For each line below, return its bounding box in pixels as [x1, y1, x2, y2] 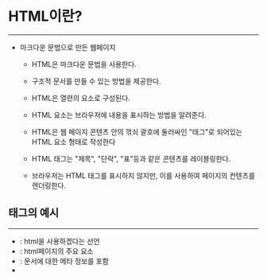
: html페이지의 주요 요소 [19, 246, 94, 255]
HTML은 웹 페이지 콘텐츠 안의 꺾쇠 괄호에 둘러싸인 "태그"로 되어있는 [31, 126, 242, 136]
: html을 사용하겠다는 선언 [19, 236, 101, 246]
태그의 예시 [8, 206, 60, 220]
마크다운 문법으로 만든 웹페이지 [19, 42, 116, 52]
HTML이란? [8, 7, 83, 25]
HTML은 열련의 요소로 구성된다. [31, 93, 131, 103]
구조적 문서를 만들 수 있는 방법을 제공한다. [31, 76, 161, 86]
